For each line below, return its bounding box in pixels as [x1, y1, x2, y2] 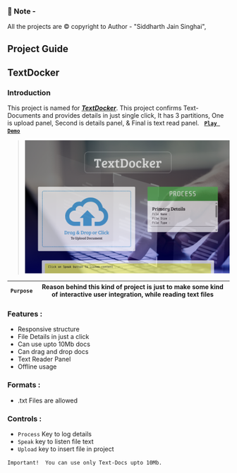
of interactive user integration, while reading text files [51, 290, 214, 298]
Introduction [7, 88, 51, 97]
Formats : [7, 380, 41, 390]
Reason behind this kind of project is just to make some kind [42, 282, 224, 291]
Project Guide [7, 42, 69, 55]
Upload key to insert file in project [17, 444, 114, 453]
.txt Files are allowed [17, 396, 78, 405]
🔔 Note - [7, 6, 37, 16]
